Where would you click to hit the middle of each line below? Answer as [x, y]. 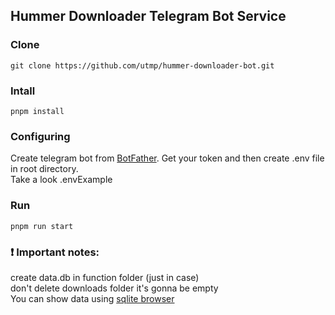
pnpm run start [42, 226]
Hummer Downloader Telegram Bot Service [148, 16]
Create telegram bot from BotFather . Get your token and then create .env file [167, 158]
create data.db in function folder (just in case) [105, 277]
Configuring [40, 136]
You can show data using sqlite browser [92, 298]
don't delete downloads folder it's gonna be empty [114, 288]
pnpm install [37, 111]
